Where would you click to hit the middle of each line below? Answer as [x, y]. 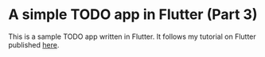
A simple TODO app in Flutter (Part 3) [133, 15]
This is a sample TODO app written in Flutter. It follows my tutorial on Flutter [132, 36]
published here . [34, 44]
